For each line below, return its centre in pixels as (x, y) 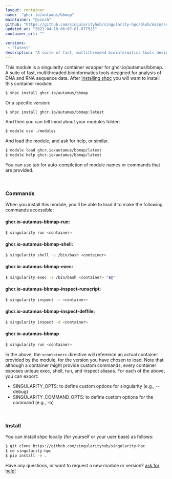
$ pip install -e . (26, 455)
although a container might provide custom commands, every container (81, 365)
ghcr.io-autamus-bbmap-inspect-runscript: (53, 289)
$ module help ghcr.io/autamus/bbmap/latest (53, 155)
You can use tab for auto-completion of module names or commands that (83, 165)
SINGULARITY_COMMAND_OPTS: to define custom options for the (83, 397)
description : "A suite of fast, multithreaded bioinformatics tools (80, 52)
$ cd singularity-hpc (28, 451)
